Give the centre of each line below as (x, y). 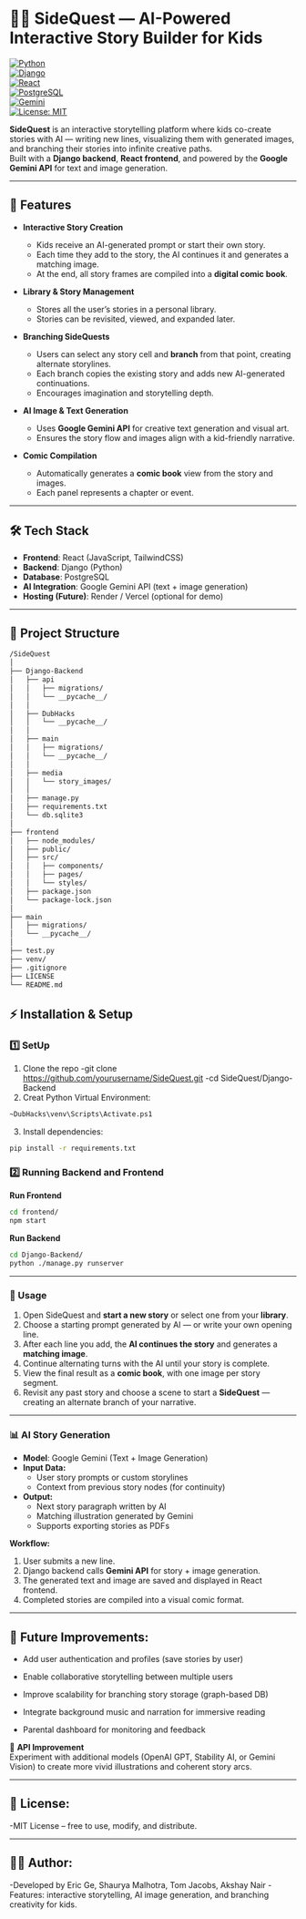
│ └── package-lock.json (61, 900)
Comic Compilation (60, 456)
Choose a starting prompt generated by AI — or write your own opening (158, 1324)
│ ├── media (36, 773)
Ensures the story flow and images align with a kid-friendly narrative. (166, 437)
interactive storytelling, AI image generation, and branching (158, 1894)
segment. (41, 1382)
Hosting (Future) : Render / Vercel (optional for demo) (123, 596)
